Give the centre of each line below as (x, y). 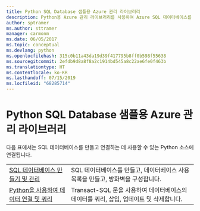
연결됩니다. (19, 155)
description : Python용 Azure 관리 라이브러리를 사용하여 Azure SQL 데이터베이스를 (99, 17)
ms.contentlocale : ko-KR (37, 73)
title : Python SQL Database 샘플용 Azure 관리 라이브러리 (73, 12)
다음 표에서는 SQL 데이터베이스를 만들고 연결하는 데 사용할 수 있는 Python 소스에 (100, 147)
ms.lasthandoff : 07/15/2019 (41, 78)
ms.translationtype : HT (36, 67)
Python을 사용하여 (34, 190)
